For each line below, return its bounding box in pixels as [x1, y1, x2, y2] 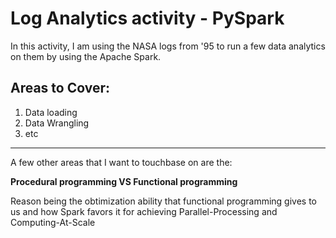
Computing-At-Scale [10, 216, 96, 228]
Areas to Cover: [10, 80, 111, 97]
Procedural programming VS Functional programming [10, 175, 238, 187]
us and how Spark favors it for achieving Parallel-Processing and [10, 205, 278, 217]
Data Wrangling [24, 117, 90, 129]
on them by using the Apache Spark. [10, 50, 162, 62]
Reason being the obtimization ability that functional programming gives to [10, 195, 317, 207]
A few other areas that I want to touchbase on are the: [10, 156, 233, 168]
